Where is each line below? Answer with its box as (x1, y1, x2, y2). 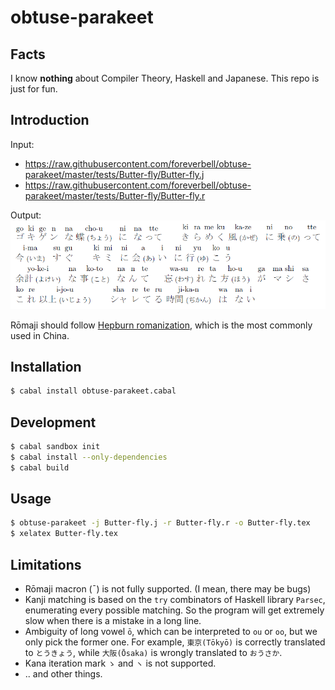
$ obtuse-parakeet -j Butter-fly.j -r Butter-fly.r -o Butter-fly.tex (10, 518, 311, 528)
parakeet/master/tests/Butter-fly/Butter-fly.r (24, 189, 206, 201)
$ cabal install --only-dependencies (10, 452, 168, 462)
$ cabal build (10, 462, 70, 473)
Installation (10, 358, 82, 375)
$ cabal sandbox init (10, 442, 101, 452)
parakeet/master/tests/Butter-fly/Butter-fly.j (24, 168, 205, 180)
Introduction (10, 112, 90, 129)
